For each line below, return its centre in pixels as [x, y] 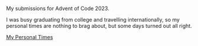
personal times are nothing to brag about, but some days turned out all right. [99, 26]
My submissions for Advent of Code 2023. [58, 8]
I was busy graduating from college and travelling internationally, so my [93, 20]
